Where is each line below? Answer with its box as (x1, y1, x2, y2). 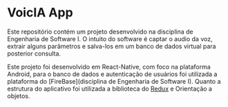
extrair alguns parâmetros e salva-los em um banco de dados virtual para (7, 42, 216, 50)
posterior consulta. (7, 49, 61, 58)
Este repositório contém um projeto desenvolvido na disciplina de (7, 27, 193, 36)
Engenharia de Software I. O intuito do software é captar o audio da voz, (7, 34, 213, 43)
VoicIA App (7, 5, 74, 21)
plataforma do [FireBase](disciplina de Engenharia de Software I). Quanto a (7, 77, 221, 85)
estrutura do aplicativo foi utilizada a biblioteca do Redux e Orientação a (7, 84, 213, 93)
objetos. (7, 91, 30, 100)
